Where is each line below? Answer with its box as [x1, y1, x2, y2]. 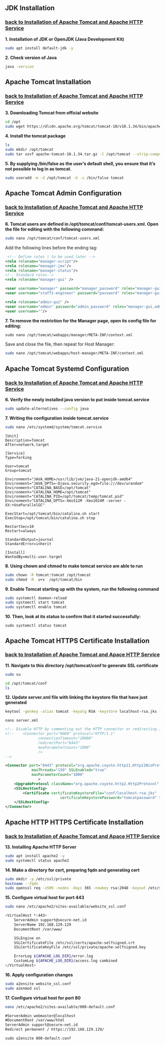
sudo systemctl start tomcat [5, 600, 65, 605]
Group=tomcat [5, 468, 32, 473]
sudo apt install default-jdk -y [5, 45, 74, 51]
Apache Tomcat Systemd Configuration [5, 364, 129, 373]
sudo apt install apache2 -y [5, 853, 65, 858]
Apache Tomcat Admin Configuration [5, 189, 122, 197]
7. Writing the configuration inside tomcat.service [5, 415, 109, 421]
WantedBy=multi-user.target [5, 554, 63, 559]
